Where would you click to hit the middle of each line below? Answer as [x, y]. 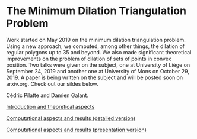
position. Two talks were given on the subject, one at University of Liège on [98, 65]
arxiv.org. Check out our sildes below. [52, 83]
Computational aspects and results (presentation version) [77, 130]
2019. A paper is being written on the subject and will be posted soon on [95, 77]
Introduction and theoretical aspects [50, 106]
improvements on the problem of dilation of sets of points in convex [89, 59]
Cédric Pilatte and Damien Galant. [47, 95]
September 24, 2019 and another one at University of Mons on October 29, [98, 71]
